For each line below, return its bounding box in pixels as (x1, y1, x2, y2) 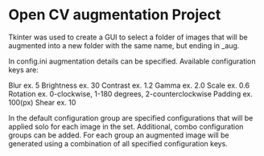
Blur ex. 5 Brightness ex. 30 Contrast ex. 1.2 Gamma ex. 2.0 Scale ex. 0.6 (8, 80, 250, 90)
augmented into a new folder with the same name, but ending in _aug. (8, 40, 240, 50)
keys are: (8, 64, 39, 74)
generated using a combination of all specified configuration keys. (8, 138, 228, 148)
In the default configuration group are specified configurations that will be (8, 113, 254, 122)
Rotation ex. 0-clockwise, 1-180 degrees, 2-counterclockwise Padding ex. (8, 88, 254, 98)
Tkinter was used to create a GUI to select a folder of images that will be (8, 32, 248, 42)
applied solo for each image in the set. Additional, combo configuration (8, 121, 244, 131)
